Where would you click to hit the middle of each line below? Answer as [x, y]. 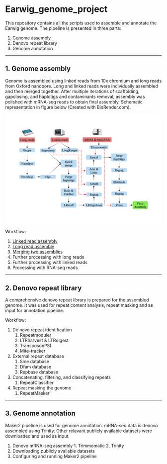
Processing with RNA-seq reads [45, 268]
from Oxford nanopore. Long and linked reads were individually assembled [82, 86]
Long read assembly [33, 247]
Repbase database [39, 372]
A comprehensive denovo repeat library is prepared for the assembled [77, 300]
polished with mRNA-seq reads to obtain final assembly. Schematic [74, 102]
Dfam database [35, 367]
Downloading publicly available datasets [54, 451]
